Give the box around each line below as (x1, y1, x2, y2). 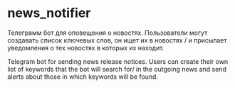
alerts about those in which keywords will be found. (7, 72, 159, 81)
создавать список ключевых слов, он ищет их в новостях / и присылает (7, 35, 227, 44)
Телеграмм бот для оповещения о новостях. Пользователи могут (7, 28, 208, 37)
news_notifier (7, 5, 91, 21)
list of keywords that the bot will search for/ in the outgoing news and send (7, 65, 226, 73)
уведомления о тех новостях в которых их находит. (7, 43, 164, 52)
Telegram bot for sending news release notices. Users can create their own (7, 57, 229, 65)
